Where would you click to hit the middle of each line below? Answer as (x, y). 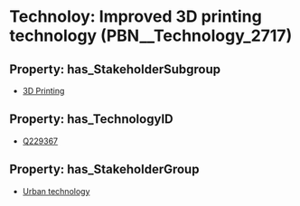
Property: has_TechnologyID (91, 119)
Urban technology (56, 191)
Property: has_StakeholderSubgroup (115, 69)
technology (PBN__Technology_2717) (151, 36)
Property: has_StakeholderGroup (104, 169)
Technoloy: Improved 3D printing (136, 17)
